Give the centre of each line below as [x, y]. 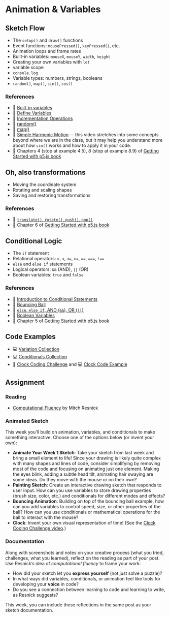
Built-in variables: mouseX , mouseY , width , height [61, 56]
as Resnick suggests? [35, 595]
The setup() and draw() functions [48, 40]
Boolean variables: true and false [48, 275]
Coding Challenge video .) [39, 528]
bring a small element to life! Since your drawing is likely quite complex [87, 458]
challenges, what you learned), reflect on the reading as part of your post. [82, 558]
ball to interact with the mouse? [45, 517]
